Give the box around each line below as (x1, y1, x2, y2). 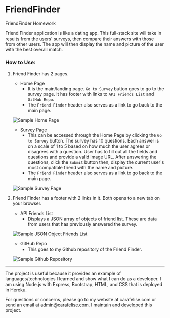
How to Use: (5, 59, 36, 66)
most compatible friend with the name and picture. (27, 165, 133, 171)
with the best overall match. (5, 46, 63, 52)
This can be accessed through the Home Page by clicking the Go (27, 132, 162, 138)
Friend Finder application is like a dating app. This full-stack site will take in (5, 30, 162, 36)
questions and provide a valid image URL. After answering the (27, 154, 157, 160)
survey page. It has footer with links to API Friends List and (27, 91, 154, 97)
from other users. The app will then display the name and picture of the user (5, 41, 164, 47)
